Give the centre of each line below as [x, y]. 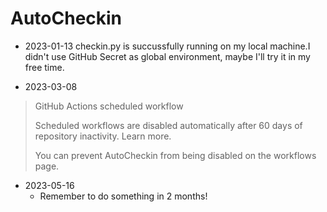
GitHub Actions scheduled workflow [109, 106]
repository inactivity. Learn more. [103, 136]
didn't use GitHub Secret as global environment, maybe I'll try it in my [167, 56]
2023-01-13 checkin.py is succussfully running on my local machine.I [167, 46]
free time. [44, 67]
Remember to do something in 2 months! [123, 196]
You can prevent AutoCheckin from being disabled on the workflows [175, 155]
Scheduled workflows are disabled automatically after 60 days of [168, 125]
